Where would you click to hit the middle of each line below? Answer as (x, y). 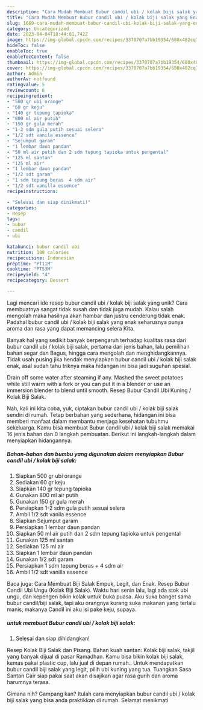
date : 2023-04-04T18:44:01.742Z (47, 34)
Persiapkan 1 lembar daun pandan (58, 527)
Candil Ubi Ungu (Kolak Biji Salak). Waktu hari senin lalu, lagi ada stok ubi (98, 590)
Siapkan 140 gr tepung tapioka (54, 489)
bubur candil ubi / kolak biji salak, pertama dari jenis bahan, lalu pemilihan (98, 346)
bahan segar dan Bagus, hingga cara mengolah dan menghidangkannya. (97, 353)
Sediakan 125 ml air (40, 546)
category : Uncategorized (38, 29)
